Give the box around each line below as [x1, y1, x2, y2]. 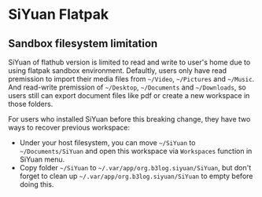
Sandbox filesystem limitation [8, 37, 158, 50]
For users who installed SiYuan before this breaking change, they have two [8, 115, 251, 123]
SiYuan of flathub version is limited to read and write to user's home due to [8, 57, 251, 67]
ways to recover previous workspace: [8, 123, 131, 132]
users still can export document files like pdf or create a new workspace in [8, 91, 250, 100]
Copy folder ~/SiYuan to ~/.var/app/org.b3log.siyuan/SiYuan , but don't [19, 163, 252, 172]
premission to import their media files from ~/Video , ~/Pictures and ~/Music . [8, 75, 255, 83]
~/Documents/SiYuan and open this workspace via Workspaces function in [19, 147, 253, 155]
